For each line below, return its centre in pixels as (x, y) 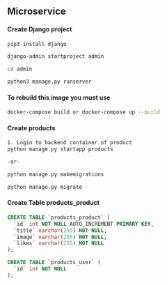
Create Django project (40, 29)
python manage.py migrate (45, 187)
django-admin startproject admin (56, 56)
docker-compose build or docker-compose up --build (83, 112)
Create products (31, 128)
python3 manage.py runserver (49, 82)
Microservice (37, 11)
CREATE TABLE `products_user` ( (54, 263)
